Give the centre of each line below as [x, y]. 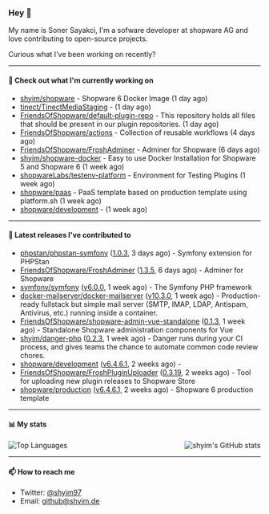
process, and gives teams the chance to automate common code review [139, 347]
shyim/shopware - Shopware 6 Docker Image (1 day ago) [114, 98]
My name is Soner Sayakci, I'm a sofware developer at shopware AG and [128, 31]
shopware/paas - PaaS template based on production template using [133, 192]
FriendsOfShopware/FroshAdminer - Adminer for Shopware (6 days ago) [140, 149]
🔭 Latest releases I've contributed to [70, 235]
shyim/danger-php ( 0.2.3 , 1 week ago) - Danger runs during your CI [131, 338]
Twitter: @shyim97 [51, 492]
